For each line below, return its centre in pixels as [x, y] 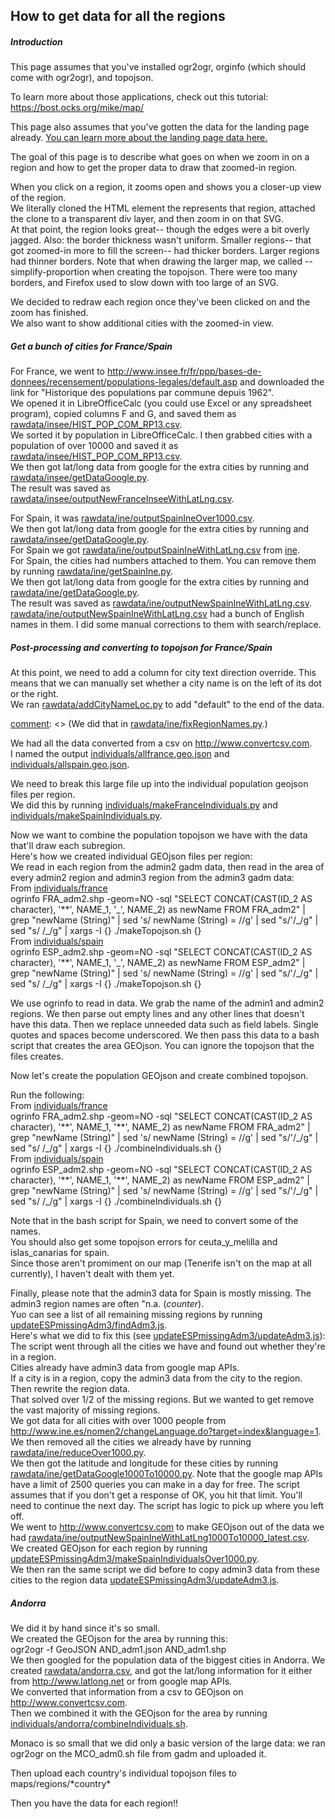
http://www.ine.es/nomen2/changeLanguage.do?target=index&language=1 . [166, 1431]
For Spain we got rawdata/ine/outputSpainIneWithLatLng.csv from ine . [155, 550]
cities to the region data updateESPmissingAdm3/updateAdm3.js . [145, 1580]
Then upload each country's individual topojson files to [124, 1773]
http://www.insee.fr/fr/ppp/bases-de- [184, 371]
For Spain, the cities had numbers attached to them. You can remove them [163, 561]
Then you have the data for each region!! [94, 1803]
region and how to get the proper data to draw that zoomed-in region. [154, 168]
